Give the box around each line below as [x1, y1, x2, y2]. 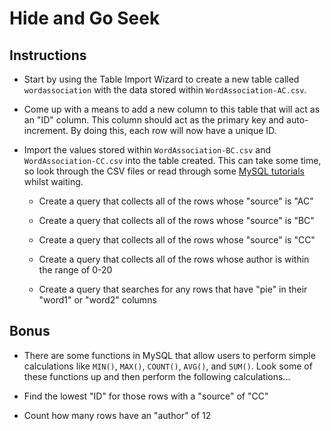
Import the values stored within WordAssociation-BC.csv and [23, 144, 271, 156]
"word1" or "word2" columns [38, 294, 157, 306]
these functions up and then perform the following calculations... [23, 370, 291, 382]
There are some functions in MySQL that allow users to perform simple [23, 349, 316, 361]
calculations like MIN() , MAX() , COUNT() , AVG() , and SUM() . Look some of [23, 360, 313, 372]
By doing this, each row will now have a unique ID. [70, 125, 277, 136]
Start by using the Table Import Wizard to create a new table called [23, 73, 300, 85]
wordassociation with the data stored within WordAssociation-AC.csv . [23, 84, 307, 96]
